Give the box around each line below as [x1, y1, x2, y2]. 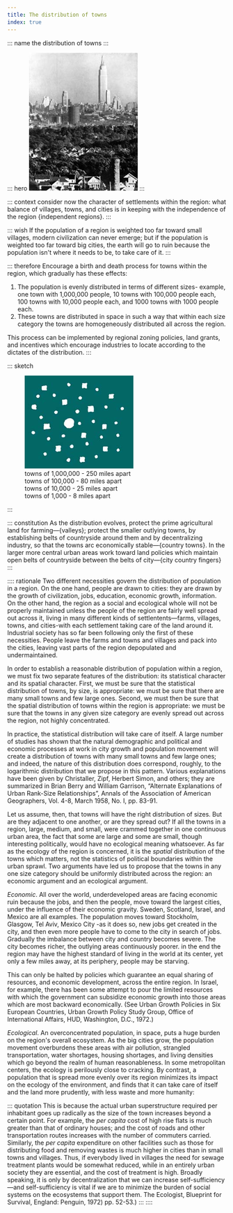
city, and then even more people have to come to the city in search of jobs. [7, 927, 222, 935]
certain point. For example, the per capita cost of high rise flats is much [7, 1116, 212, 1124]
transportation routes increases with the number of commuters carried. [7, 1131, 211, 1139]
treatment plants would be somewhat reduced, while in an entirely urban [7, 1161, 215, 1169]
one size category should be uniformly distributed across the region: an [7, 869, 212, 877]
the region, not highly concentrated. [7, 716, 110, 724]
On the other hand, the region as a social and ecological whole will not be [7, 599, 218, 607]
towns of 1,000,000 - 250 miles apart [24, 469, 131, 477]
